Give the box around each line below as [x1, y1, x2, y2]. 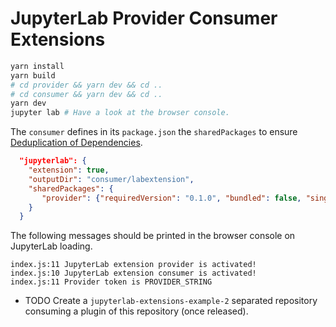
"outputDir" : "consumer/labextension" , [28, 174, 195, 184]
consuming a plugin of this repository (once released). [24, 305, 249, 317]
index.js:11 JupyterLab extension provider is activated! [10, 260, 257, 270]
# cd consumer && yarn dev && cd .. [10, 89, 163, 99]
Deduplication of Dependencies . [10, 137, 143, 149]
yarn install [10, 61, 65, 71]
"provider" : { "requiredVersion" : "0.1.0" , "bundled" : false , [41, 193, 302, 203]
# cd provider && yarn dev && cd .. [10, 80, 163, 90]
